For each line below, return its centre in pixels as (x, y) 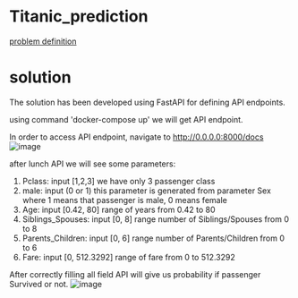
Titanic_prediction (79, 17)
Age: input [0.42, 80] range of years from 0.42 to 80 (119, 209)
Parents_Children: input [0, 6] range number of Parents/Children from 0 (153, 238)
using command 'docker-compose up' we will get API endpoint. (126, 119)
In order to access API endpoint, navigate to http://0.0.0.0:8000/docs (136, 137)
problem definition (43, 41)
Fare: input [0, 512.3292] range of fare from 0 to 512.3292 (128, 257)
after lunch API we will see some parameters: (93, 164)
